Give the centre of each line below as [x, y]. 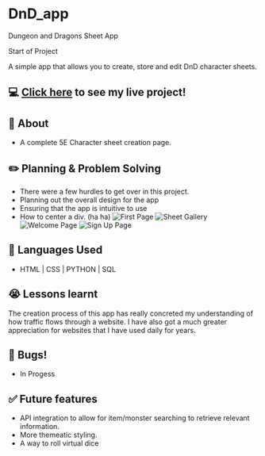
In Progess [37, 374]
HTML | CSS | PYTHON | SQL [68, 269]
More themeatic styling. [58, 435]
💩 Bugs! [28, 355]
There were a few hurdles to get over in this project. [104, 191]
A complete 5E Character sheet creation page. [96, 143]
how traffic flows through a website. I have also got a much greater [118, 321]
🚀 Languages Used [56, 250]
